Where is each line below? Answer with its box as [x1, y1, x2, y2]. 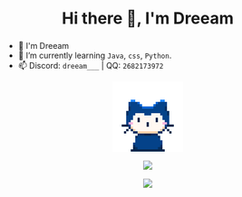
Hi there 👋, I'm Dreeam [62, 8, 234, 29]
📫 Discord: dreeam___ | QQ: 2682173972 [17, 61, 164, 71]
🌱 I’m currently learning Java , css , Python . [17, 50, 172, 61]
